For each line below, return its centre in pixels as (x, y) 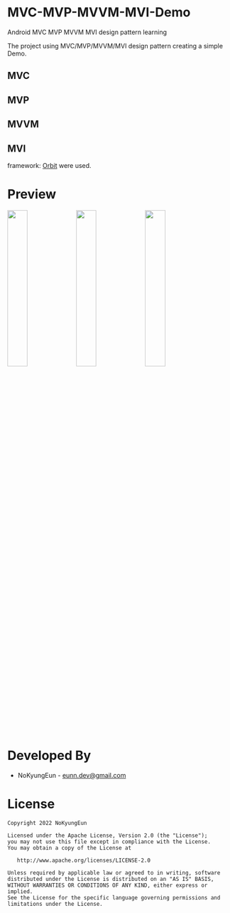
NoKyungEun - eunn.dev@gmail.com (72, 775)
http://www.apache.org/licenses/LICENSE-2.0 (84, 860)
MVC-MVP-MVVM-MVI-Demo (99, 12)
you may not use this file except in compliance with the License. (109, 841)
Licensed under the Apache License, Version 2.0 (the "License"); (108, 835)
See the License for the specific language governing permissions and (114, 897)
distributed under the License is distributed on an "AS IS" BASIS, (111, 879)
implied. (20, 891)
